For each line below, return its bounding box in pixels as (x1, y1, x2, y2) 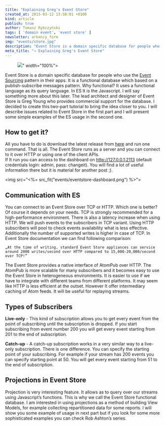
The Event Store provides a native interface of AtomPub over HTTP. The (5, 262, 151, 268)
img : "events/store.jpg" (5, 39, 56, 44)
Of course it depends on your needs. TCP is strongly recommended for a (5, 210, 153, 215)
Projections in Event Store (5, 376, 86, 384)
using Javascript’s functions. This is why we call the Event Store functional (5, 394, 157, 400)
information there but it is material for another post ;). (5, 167, 113, 173)
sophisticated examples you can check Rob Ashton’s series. (5, 415, 127, 421)
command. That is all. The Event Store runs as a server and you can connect (5, 146, 160, 152)
